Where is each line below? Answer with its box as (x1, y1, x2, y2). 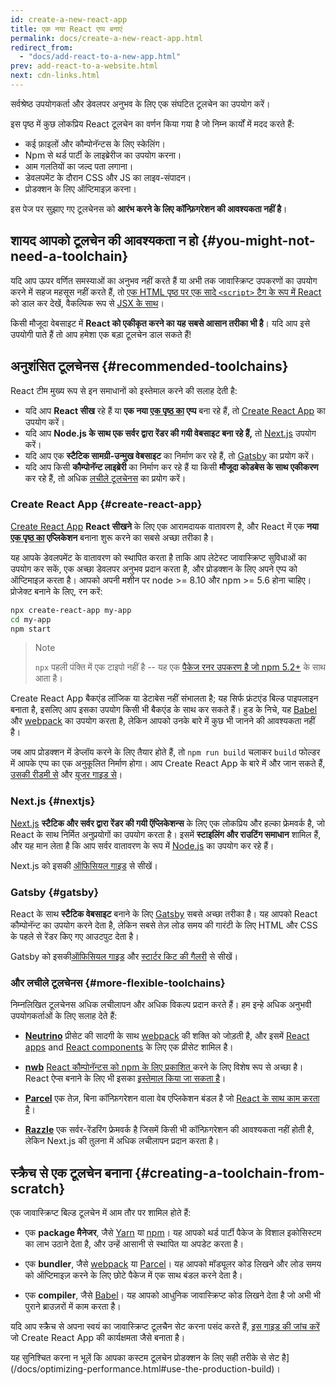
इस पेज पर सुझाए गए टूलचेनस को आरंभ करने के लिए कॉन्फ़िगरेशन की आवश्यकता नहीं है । (10, 202, 288, 215)
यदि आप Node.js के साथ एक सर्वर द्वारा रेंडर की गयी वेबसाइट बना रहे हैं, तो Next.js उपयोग (24, 427, 317, 439)
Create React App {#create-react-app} (10, 497, 203, 511)
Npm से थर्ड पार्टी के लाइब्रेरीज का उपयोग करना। (24, 149, 182, 161)
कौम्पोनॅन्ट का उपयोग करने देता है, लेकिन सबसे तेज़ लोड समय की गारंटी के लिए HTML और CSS (10, 919, 318, 931)
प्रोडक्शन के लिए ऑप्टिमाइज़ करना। (24, 182, 137, 195)
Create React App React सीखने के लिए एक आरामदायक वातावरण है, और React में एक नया (10, 520, 319, 532)
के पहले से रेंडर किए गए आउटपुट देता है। (10, 931, 140, 943)
